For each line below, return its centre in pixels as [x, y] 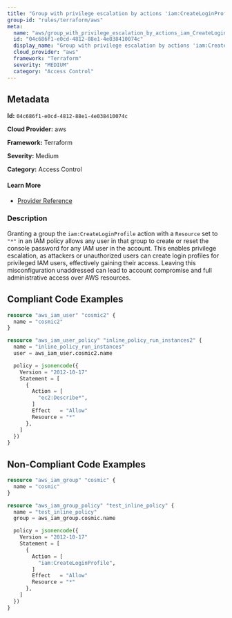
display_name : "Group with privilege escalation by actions [101, 46]
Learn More [24, 185]
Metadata [28, 99]
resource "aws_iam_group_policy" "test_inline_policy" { [91, 505]
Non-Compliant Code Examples [77, 464]
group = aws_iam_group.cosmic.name [65, 519]
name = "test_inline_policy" [55, 512]
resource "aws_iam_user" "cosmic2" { [61, 315]
